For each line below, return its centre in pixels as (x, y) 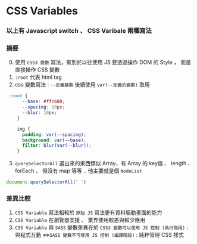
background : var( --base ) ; (54, 140)
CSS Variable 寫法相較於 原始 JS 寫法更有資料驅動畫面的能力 (88, 212)
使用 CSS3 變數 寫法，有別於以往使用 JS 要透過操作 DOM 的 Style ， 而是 (103, 62)
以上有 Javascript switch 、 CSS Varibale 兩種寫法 (79, 31)
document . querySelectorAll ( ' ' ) (46, 182)
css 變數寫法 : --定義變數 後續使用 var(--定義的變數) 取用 (82, 85)
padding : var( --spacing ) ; (54, 135)
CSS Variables (42, 11)
